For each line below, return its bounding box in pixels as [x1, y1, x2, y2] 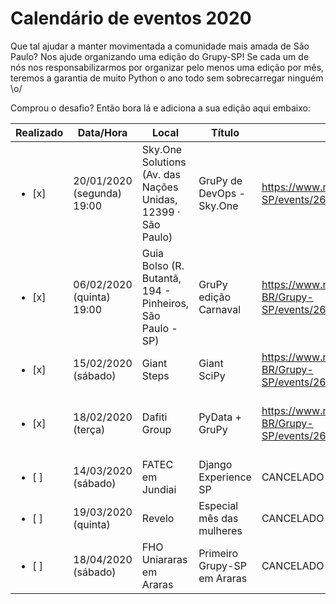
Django [198, 457, 233, 471]
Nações [141, 180, 179, 194]
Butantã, [141, 271, 182, 285]
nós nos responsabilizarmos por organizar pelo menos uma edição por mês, [10, 61, 325, 73]
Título [211, 125, 240, 139]
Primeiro [198, 546, 238, 560]
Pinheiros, [141, 296, 190, 310]
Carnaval [198, 302, 242, 316]
